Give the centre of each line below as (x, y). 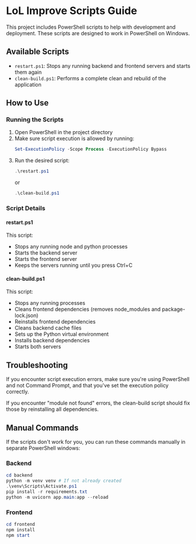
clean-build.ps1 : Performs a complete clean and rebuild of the (90, 78)
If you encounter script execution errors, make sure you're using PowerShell (98, 379)
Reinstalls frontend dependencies (55, 322)
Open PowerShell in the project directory (63, 132)
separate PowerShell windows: (43, 448)
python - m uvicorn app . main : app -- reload (57, 497)
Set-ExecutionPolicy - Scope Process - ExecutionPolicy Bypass (91, 149)
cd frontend (20, 524)
